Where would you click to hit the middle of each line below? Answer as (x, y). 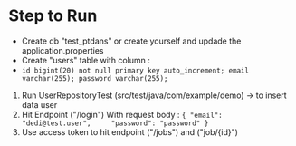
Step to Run (53, 16)
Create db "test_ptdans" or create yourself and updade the (131, 41)
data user (39, 104)
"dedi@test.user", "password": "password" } (115, 123)
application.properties (63, 50)
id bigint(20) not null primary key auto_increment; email (135, 70)
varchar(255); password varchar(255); (95, 78)
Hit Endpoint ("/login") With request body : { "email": (122, 114)
